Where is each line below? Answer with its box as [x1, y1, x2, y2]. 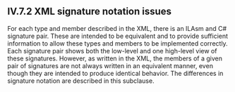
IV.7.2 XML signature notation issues [7, 6, 171, 18]
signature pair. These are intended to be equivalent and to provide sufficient [7, 32, 228, 40]
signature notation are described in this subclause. [7, 77, 155, 85]
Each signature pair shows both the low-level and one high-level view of [7, 46, 217, 55]
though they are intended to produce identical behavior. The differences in [7, 69, 224, 77]
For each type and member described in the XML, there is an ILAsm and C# [7, 24, 227, 32]
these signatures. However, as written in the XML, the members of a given [7, 54, 222, 63]
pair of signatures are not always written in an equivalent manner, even [7, 61, 214, 70]
